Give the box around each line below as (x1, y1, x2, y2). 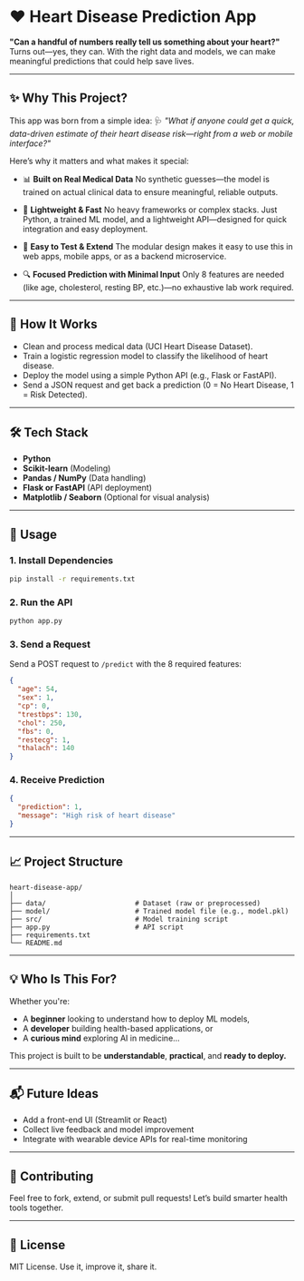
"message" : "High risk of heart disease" (17, 811, 176, 820)
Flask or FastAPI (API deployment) (22, 483, 152, 494)
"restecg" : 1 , (17, 735, 71, 745)
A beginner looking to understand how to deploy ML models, (22, 1013, 251, 1024)
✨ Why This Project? (9, 91, 128, 106)
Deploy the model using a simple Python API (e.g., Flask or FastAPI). (22, 369, 278, 380)
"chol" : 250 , (17, 719, 67, 728)
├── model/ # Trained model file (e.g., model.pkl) (9, 906, 290, 915)
